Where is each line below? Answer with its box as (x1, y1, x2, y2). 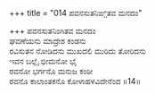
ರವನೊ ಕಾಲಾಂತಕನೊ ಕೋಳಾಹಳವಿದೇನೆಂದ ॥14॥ (9, 76, 141, 86)
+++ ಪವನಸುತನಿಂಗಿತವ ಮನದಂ (9, 26, 96, 36)
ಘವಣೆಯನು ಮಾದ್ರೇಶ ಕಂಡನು (9, 36, 86, 46)
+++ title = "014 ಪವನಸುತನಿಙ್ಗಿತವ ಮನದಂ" (9, 8, 143, 18)
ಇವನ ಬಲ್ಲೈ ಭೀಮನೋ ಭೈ (9, 56, 77, 66)
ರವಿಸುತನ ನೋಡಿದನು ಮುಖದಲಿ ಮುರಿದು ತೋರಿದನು (9, 46, 146, 56)
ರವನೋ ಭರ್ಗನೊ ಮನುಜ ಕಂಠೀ (9, 66, 94, 76)
